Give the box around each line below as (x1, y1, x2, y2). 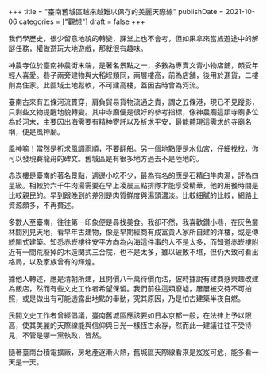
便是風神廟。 (21, 127, 64, 137)
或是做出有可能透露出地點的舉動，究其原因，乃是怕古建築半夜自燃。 (21, 294, 245, 303)
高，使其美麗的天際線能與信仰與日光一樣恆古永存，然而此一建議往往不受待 (8, 321, 252, 330)
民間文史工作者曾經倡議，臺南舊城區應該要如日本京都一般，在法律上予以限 (8, 310, 252, 320)
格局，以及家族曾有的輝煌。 (8, 257, 99, 266)
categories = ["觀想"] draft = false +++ (18, 17, 145, 26)
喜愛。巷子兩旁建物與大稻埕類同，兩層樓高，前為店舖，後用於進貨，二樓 (21, 71, 259, 79)
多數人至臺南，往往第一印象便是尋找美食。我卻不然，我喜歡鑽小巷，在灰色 (8, 218, 252, 226)
